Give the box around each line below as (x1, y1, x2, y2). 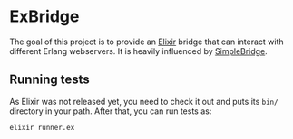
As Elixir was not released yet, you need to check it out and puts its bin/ (9, 96, 278, 107)
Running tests (9, 72, 91, 88)
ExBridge (9, 6, 80, 27)
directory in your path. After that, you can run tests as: (9, 106, 212, 116)
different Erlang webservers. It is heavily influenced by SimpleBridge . (9, 45, 268, 56)
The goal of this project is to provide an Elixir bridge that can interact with (9, 36, 284, 47)
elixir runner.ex (9, 123, 75, 132)
